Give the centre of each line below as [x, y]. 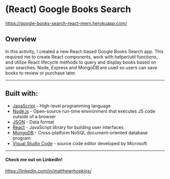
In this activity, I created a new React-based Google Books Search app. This [84, 51]
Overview [21, 39]
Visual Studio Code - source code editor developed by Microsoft [80, 143]
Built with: [22, 94]
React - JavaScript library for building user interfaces [68, 127]
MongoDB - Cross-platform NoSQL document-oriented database [80, 132]
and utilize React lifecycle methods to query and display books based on [81, 62]
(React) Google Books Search [68, 9]
